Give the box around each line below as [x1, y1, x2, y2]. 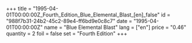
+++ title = [6, 5, 32, 12]
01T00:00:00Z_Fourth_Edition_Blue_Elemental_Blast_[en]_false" [6, 11, 160, 18]
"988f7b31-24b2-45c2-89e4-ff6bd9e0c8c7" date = [6, 18, 133, 24]
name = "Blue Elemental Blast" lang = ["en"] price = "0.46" [43, 24, 187, 31]
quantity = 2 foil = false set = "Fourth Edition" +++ [6, 30, 127, 37]
